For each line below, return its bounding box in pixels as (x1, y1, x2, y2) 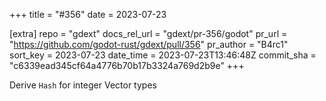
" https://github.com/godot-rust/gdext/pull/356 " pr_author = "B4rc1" (9, 39, 289, 50)
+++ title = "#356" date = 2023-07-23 (9, 9, 167, 20)
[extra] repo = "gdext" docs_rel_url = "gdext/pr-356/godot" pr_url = (9, 28, 288, 39)
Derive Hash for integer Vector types (9, 79, 157, 91)
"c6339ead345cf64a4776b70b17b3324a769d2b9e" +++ (9, 60, 245, 71)
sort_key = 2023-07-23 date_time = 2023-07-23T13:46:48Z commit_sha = (9, 49, 317, 61)
